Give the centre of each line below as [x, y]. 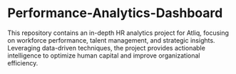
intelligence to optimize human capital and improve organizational [104, 55]
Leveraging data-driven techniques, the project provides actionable [106, 48]
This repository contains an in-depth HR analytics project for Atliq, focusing [118, 33]
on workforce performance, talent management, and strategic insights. [111, 40]
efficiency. [23, 63]
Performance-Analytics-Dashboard [115, 13]
